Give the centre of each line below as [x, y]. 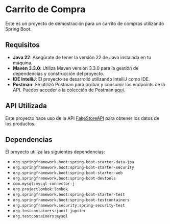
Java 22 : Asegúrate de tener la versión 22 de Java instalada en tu [82, 57]
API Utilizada [26, 106]
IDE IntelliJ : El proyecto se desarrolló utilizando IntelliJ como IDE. [81, 79]
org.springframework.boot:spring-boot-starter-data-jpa [73, 162]
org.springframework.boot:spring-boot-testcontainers [71, 200]
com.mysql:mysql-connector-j [44, 184]
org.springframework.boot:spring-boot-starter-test [69, 195]
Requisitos [22, 45]
